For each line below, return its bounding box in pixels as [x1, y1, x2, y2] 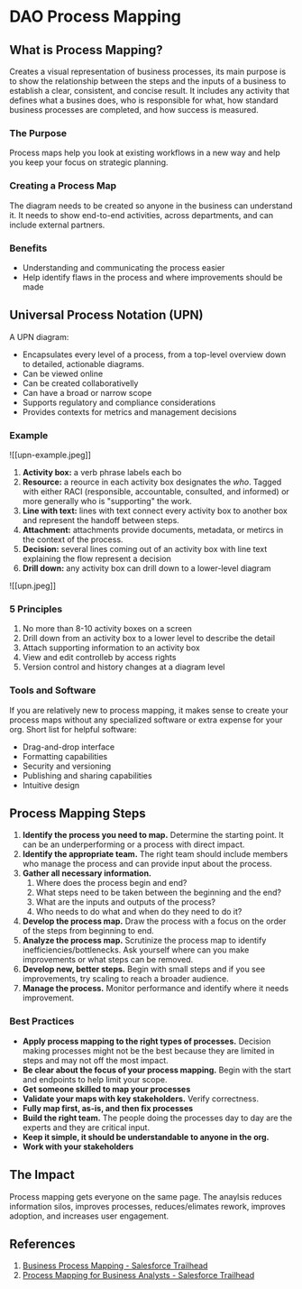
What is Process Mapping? [9, 42, 164, 58]
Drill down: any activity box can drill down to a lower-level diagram [22, 563, 272, 574]
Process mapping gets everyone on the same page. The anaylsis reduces [9, 1191, 282, 1202]
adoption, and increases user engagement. [9, 1211, 169, 1221]
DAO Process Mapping [9, 6, 182, 27]
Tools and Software [9, 684, 96, 696]
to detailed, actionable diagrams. [22, 358, 144, 369]
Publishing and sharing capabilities [22, 769, 152, 781]
